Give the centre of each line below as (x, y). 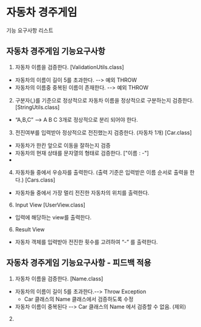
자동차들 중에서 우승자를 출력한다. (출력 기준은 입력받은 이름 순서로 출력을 (102, 172)
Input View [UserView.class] (50, 205)
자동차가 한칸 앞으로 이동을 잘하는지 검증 (63, 145)
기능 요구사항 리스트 (30, 30)
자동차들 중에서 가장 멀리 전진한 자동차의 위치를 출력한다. (82, 193)
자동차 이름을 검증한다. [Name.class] (59, 279)
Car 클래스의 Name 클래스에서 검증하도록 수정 (79, 299)
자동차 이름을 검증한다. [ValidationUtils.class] (69, 67)
